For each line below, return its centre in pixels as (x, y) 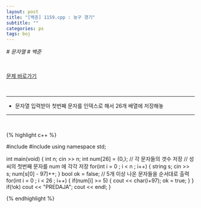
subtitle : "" (22, 23)
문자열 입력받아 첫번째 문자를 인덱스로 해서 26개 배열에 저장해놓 (89, 106)
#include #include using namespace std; (56, 146)
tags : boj (19, 34)
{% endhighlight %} (31, 198)
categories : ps (25, 28)
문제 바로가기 (22, 76)
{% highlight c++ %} (31, 135)
